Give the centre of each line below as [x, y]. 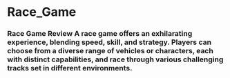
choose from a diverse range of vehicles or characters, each [111, 51]
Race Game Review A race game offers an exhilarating [100, 34]
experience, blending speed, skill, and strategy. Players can [109, 42]
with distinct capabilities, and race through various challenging [115, 59]
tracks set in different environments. [70, 68]
